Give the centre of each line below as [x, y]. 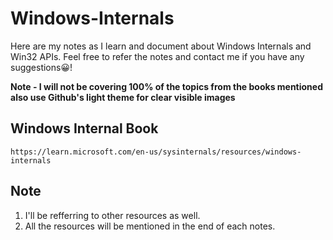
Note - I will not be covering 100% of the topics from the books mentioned [167, 86]
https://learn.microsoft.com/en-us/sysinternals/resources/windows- [156, 152]
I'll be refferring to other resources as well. [112, 215]
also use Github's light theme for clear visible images [123, 97]
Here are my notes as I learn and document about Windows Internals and [161, 46]
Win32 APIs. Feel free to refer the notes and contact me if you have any [157, 56]
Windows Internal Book [84, 128]
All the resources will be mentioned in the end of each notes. [150, 226]
